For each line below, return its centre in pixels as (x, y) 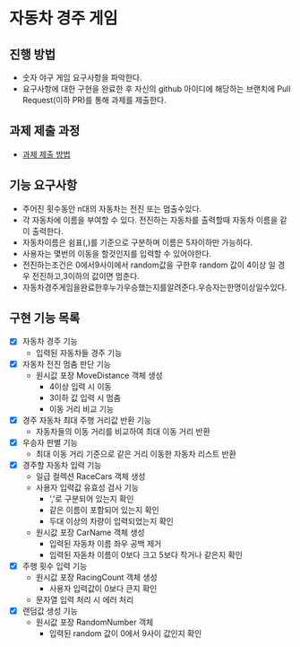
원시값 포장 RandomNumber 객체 (94, 622)
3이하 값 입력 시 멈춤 (85, 398)
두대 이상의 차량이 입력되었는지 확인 (111, 520)
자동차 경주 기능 (50, 341)
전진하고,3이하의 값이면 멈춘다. (86, 275)
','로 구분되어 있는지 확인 (91, 498)
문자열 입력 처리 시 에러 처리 (85, 599)
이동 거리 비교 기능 (81, 408)
